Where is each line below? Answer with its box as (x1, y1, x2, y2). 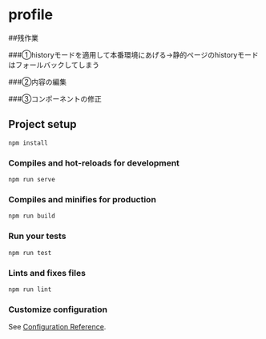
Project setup (8, 118, 78, 131)
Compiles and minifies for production (8, 193, 156, 205)
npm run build (8, 212, 56, 221)
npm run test (8, 249, 52, 257)
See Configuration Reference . (8, 322, 107, 332)
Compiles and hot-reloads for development (8, 158, 180, 169)
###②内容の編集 (8, 77, 67, 86)
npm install (8, 138, 48, 147)
